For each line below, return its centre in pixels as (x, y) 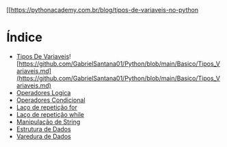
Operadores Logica (43, 92)
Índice (24, 38)
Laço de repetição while (50, 114)
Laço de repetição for (47, 107)
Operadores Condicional (51, 100)
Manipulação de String (48, 122)
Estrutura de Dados (43, 129)
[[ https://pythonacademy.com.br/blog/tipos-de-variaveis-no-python (103, 10)
